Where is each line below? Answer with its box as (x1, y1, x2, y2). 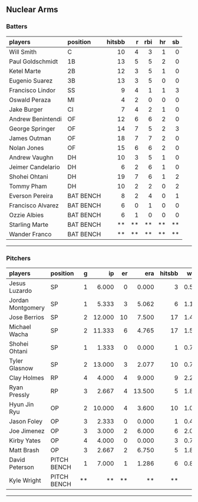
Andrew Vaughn (9, 153, 54, 161)
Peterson (9, 463, 34, 471)
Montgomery (9, 304, 45, 312)
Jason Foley (9, 417, 43, 425)
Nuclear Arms (6, 5, 58, 15)
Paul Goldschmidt (9, 57, 58, 66)
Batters (6, 22, 28, 31)
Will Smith (9, 47, 37, 56)
